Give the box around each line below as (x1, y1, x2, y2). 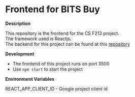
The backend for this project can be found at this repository (5, 41, 130, 47)
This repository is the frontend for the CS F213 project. (5, 30, 119, 36)
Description (5, 20, 31, 26)
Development (5, 51, 35, 57)
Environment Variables (5, 76, 55, 82)
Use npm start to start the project (12, 66, 83, 72)
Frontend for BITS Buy (5, 4, 100, 15)
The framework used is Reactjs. (5, 36, 72, 42)
